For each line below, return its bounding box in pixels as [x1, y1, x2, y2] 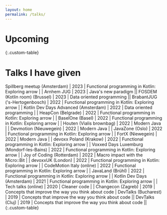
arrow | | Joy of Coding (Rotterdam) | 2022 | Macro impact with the [5, 152, 143, 158]
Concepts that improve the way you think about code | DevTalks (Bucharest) [5, 189, 162, 195]
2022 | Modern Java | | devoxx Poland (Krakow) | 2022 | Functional [5, 136, 144, 142]
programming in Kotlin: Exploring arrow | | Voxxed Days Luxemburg [5, 142, 144, 147]
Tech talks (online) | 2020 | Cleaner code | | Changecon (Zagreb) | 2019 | [5, 184, 156, 190]
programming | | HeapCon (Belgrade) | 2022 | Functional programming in [5, 110, 156, 116]
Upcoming [5, 33, 49, 45]
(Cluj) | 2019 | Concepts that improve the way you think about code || [5, 200, 147, 206]
